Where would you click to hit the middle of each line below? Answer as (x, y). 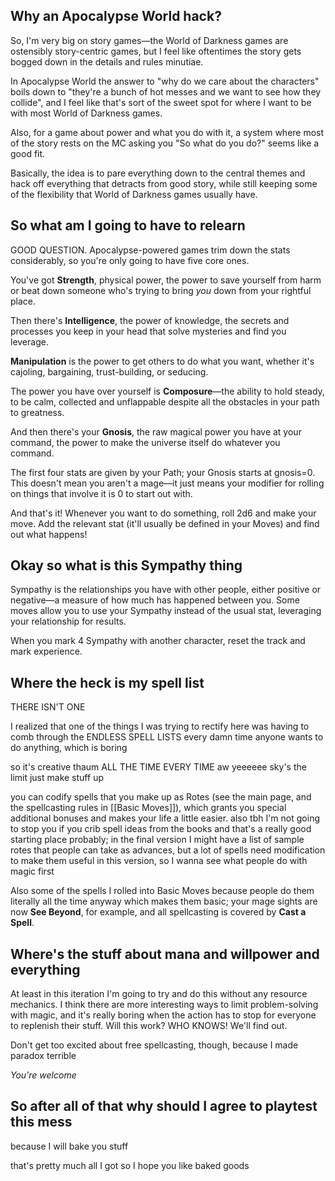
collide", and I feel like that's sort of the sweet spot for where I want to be (161, 102)
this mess (41, 1122)
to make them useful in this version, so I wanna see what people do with (159, 861)
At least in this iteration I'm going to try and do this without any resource (159, 994)
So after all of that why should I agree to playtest (164, 1106)
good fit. (28, 153)
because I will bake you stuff (69, 1146)
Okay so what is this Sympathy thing (126, 565)
